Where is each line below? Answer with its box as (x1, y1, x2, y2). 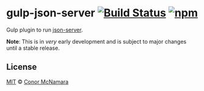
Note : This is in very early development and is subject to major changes (6, 38, 187, 45)
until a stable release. (6, 44, 60, 52)
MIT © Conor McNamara (6, 78, 69, 85)
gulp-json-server (6, 6, 96, 20)
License (6, 62, 37, 72)
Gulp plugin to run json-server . (6, 26, 83, 33)
